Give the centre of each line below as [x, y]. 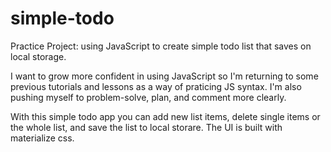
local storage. [38, 56]
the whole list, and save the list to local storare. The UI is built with [146, 127]
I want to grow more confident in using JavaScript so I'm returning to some [164, 76]
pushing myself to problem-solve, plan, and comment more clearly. [148, 97]
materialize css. [42, 138]
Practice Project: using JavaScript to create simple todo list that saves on [161, 46]
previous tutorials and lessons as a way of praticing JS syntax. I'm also [156, 86]
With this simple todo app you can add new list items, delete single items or [165, 116]
